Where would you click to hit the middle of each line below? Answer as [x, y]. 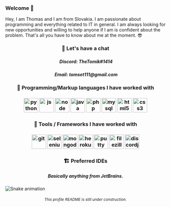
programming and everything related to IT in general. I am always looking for [85, 24]
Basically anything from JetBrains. [85, 176]
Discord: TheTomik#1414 [86, 62]
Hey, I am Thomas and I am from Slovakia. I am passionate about [73, 19]
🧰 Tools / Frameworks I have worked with [85, 124]
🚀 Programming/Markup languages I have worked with [85, 87]
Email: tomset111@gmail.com [86, 74]
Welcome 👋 [20, 8]
